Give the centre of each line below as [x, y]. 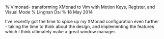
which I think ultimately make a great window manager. [61, 32]
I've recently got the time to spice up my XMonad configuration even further [82, 21]
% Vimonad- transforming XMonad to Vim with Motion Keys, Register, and [80, 7]
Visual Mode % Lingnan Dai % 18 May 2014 [49, 12]
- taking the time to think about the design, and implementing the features [80, 26]
